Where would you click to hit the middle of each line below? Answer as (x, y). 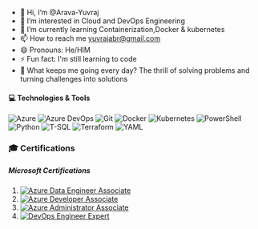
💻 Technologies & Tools (49, 98)
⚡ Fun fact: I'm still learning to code (79, 59)
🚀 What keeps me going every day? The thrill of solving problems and (135, 70)
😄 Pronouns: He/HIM (55, 50)
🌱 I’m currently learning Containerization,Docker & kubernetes (122, 29)
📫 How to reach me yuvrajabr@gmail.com (90, 38)
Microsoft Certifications (49, 170)
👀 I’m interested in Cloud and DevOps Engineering (103, 21)
